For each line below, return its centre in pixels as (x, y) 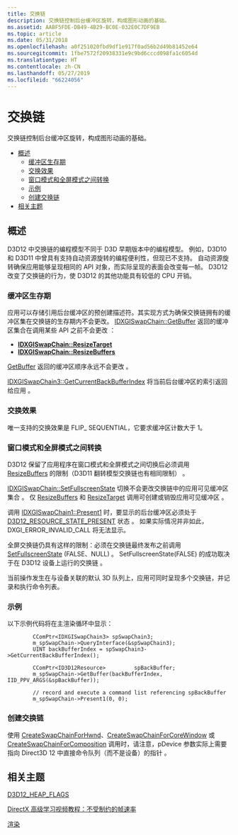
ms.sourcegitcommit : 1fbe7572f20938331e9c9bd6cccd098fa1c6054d (103, 54)
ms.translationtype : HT (42, 60)
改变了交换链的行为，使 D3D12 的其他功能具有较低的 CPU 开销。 (102, 276)
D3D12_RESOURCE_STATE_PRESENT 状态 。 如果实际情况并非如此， (108, 521)
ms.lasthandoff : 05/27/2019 (49, 73)
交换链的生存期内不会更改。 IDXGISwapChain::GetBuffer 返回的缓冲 (130, 321)
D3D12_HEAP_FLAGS (38, 795)
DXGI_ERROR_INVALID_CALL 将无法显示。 (68, 530)
